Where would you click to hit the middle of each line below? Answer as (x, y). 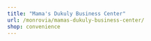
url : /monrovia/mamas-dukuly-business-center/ (76, 20)
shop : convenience (34, 26)
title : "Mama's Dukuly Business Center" (67, 14)
